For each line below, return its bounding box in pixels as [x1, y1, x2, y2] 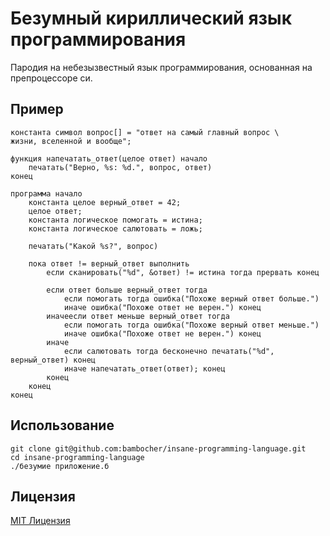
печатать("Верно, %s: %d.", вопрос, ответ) [28, 162, 213, 172]
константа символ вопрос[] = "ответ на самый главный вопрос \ [10, 127, 280, 137]
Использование [10, 417, 115, 434]
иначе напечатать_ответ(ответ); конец [63, 363, 226, 374]
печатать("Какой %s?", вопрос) [28, 241, 159, 251]
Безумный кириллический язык [10, 7, 292, 30]
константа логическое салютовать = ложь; [28, 223, 203, 234]
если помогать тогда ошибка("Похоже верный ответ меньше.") [63, 320, 320, 330]
